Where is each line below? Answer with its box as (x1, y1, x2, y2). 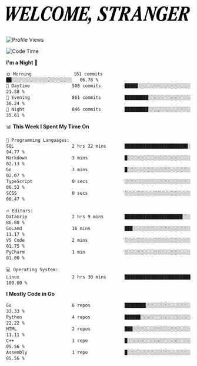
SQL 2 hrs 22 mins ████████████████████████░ (6, 144, 191, 149)
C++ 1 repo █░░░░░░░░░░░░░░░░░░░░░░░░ (6, 338, 191, 344)
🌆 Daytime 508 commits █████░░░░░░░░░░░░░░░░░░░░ (6, 83, 191, 89)
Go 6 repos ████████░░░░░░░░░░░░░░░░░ (6, 302, 191, 308)
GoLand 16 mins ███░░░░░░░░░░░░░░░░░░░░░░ (6, 226, 191, 232)
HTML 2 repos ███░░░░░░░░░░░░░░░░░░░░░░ (6, 326, 191, 332)
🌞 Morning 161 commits (6, 71, 103, 77)
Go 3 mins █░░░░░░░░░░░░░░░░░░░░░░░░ (6, 167, 191, 173)
